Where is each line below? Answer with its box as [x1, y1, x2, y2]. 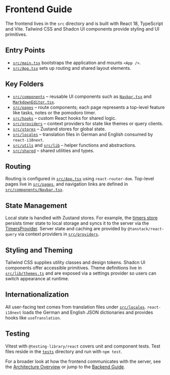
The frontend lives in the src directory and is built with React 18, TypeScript [5, 20, 163, 26]
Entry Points [5, 46, 45, 55]
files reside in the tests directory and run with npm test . [5, 348, 123, 355]
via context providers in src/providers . [17, 231, 100, 237]
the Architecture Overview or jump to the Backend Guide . [5, 363, 126, 370]
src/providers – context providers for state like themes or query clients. [12, 120, 164, 126]
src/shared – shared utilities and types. [12, 147, 95, 153]
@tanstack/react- [127, 227, 164, 232]
